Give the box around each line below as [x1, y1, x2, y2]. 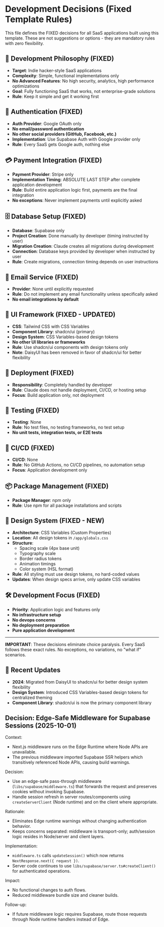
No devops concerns [12, 617, 56, 623]
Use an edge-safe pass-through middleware [12, 778, 102, 784]
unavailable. [12, 749, 37, 755]
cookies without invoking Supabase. [12, 789, 85, 795]
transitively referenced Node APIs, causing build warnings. [12, 759, 130, 765]
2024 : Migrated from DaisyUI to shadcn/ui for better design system [12, 679, 148, 685]
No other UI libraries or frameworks [12, 339, 85, 345]
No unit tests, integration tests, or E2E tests [12, 430, 102, 435]
